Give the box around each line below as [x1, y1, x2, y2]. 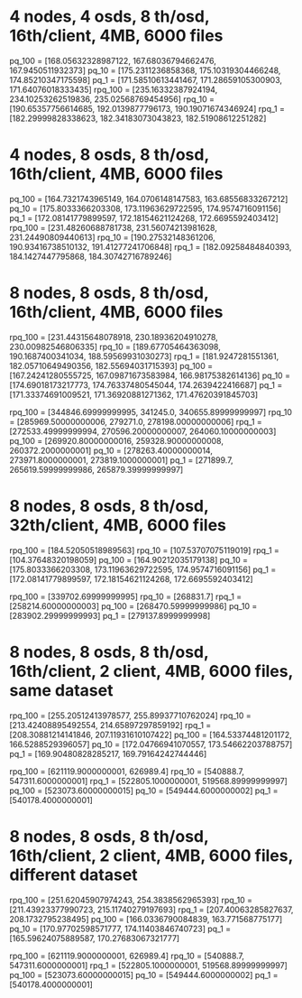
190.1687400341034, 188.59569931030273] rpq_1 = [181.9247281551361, [9, 350, 279, 362]
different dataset [9, 864, 138, 885]
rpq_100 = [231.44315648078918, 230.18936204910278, [9, 331, 218, 342]
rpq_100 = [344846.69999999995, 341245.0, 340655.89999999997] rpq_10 [9, 406, 293, 417]
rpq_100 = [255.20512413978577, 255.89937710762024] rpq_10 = [9, 710, 252, 721]
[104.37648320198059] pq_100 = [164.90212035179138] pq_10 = [9, 554, 249, 565]
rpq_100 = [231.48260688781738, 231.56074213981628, [9, 222, 218, 233]
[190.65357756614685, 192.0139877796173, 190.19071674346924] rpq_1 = [9, 103, 286, 114]
